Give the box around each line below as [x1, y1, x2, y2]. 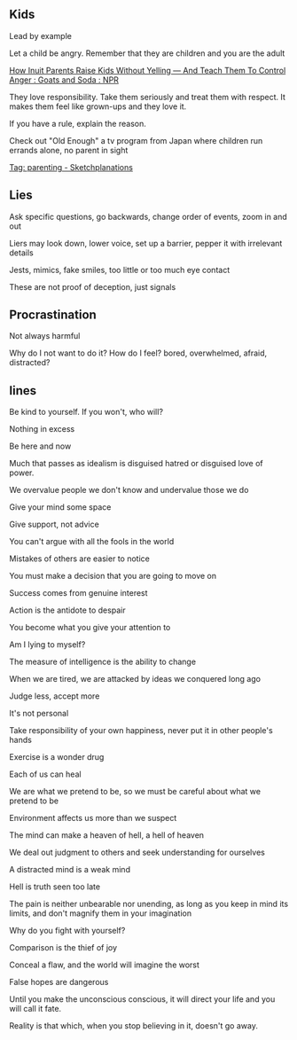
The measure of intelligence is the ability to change [9, 656, 197, 668]
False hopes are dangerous [9, 977, 109, 988]
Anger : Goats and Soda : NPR [9, 74, 120, 85]
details [9, 247, 34, 258]
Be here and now [9, 441, 72, 451]
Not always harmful [9, 331, 81, 341]
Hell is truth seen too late [9, 881, 100, 892]
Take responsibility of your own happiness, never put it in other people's [9, 725, 273, 736]
